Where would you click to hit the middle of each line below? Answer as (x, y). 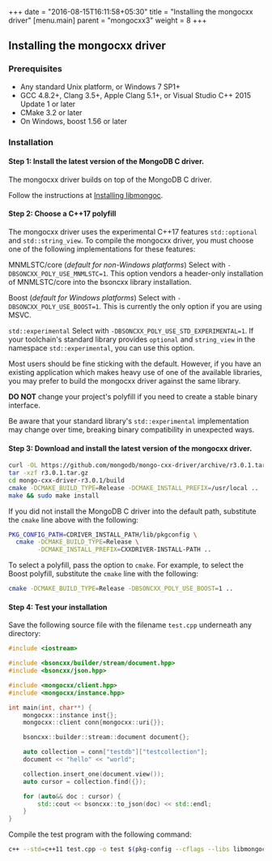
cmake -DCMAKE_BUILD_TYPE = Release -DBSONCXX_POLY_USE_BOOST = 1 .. (121, 589)
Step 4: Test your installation (58, 607)
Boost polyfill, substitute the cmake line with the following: (103, 574)
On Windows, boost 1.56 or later (74, 121)
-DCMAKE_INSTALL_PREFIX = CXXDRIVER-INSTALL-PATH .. (125, 550)
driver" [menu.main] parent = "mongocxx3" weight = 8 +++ (108, 20)
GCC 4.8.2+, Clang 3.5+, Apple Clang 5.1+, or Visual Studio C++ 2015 (136, 95)
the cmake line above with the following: (74, 519)
